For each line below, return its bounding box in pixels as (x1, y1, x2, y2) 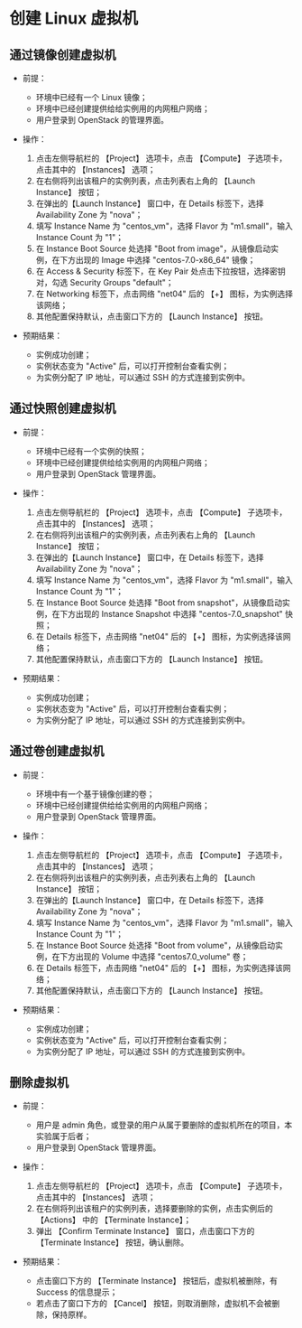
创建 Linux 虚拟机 (9, 8, 138, 29)
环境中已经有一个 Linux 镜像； (35, 92, 148, 102)
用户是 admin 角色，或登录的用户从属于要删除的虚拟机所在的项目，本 (35, 1119, 293, 1130)
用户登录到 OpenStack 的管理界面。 (35, 115, 169, 125)
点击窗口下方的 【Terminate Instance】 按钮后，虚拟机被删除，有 (35, 1276, 278, 1286)
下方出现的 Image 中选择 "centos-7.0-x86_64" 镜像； (59, 255, 256, 265)
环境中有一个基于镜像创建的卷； (35, 788, 155, 800)
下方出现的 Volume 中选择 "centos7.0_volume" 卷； (59, 950, 249, 962)
